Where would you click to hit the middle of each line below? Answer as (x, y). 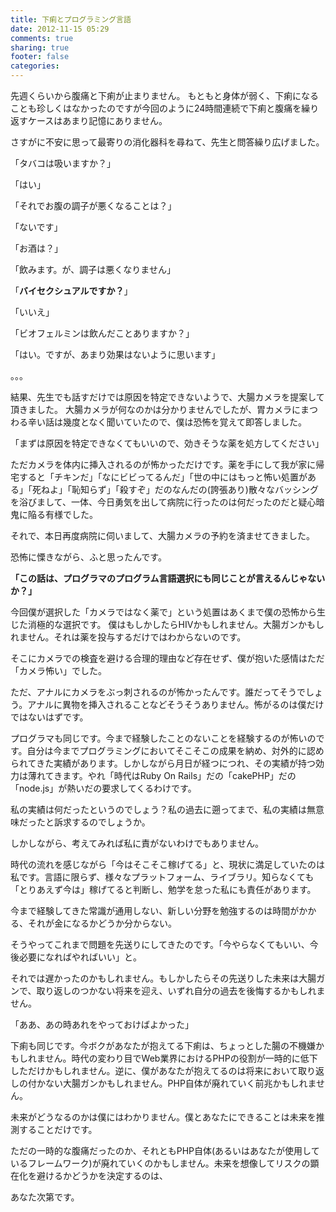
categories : (35, 66)
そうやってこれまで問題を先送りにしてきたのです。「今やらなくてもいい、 (160, 944)
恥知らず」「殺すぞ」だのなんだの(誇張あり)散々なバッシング (195, 489)
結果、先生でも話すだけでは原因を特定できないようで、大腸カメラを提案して (167, 397)
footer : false (40, 57)
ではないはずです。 (49, 717)
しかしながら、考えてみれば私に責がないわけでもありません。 (137, 843)
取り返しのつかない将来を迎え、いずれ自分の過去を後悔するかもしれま (181, 990)
